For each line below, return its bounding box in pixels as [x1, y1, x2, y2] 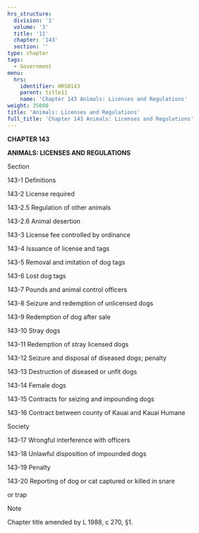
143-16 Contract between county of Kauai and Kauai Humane [7, 408, 186, 417]
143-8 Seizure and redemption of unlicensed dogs [7, 299, 154, 307]
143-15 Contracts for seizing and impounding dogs [7, 395, 155, 403]
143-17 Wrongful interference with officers [7, 436, 131, 444]
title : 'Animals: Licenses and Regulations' [7, 109, 140, 116]
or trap [7, 490, 27, 498]
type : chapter [7, 50, 49, 57]
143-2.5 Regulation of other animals [7, 203, 111, 212]
